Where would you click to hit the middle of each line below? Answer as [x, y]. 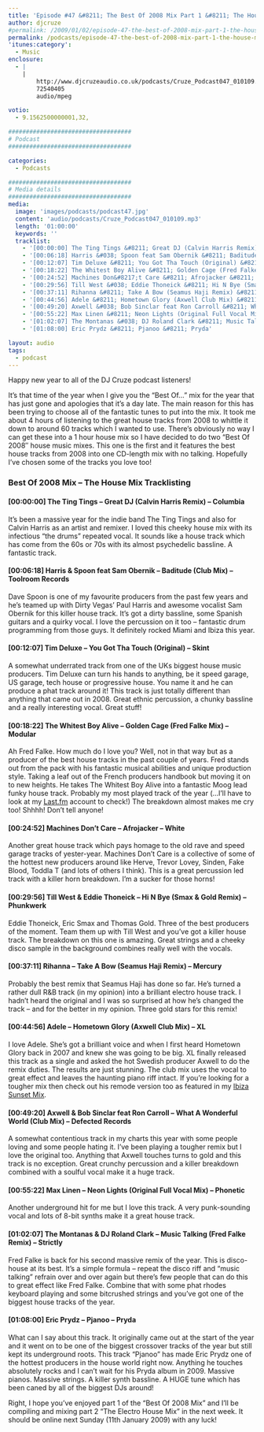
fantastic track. [33, 552]
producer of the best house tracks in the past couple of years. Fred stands [128, 760]
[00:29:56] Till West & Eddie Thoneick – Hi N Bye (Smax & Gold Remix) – [127, 897]
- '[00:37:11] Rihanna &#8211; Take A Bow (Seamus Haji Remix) [128, 292]
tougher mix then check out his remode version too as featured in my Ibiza [128, 1086]
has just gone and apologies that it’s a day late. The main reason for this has [131, 404]
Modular [22, 734]
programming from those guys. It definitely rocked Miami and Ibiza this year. [132, 630]
